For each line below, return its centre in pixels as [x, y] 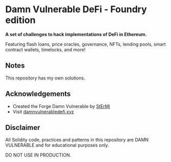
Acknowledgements [38, 94]
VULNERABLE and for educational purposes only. [57, 145]
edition [20, 20]
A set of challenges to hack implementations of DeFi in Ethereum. [76, 34]
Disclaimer [23, 128]
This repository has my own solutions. [45, 78]
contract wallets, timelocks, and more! [45, 49]
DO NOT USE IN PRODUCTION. [38, 155]
